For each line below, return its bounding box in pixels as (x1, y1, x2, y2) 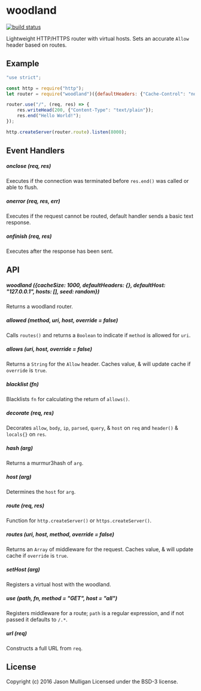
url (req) (6, 629, 27, 637)
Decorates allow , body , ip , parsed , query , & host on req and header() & (6, 424, 178, 432)
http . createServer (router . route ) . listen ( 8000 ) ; (6, 129, 127, 135)
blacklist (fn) (6, 380, 39, 387)
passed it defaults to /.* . (6, 616, 68, 623)
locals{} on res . (6, 431, 47, 438)
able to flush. (6, 184, 39, 191)
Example (6, 59, 39, 69)
